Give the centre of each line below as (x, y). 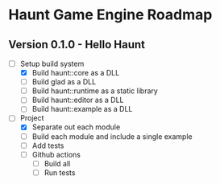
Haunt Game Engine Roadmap (110, 15)
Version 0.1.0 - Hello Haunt (77, 45)
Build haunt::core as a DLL (76, 73)
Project (32, 118)
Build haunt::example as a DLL (82, 109)
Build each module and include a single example (112, 136)
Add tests (48, 145)
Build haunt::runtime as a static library (95, 91)
